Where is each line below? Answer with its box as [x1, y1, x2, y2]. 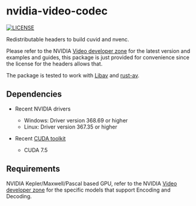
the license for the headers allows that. [6, 60, 103, 67]
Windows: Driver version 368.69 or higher [23, 117, 128, 124]
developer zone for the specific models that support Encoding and [6, 186, 171, 193]
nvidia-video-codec [6, 4, 108, 18]
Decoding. [6, 192, 32, 199]
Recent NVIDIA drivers [14, 105, 71, 112]
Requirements [6, 164, 60, 174]
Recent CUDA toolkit [14, 135, 66, 142]
